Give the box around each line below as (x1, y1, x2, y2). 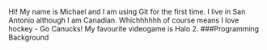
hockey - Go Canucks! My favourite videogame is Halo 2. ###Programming (8, 24, 260, 33)
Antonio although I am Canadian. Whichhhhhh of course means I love (8, 15, 239, 25)
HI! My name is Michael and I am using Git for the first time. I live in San (8, 7, 246, 16)
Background (8, 32, 49, 42)
